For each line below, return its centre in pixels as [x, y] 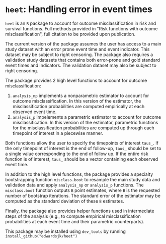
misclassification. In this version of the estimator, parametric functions [85, 122]
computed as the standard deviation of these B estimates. [65, 201]
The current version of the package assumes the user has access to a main [84, 43]
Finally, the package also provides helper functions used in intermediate [80, 211]
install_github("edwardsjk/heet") [41, 236]
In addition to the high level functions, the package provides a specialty [79, 174]
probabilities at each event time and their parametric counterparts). [75, 221]
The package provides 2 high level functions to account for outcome [76, 80]
